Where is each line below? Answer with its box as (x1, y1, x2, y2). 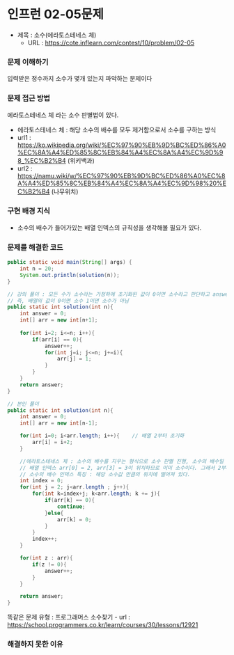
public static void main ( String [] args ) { (7, 259, 132, 266)
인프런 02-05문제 (7, 6, 104, 22)
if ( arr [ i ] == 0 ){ (32, 336, 82, 343)
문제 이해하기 (7, 57, 49, 67)
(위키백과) (67, 156, 95, 164)
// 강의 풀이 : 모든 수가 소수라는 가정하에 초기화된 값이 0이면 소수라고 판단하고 (7, 290, 210, 298)
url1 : (17, 133, 31, 141)
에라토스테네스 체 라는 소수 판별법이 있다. (7, 111, 119, 119)
